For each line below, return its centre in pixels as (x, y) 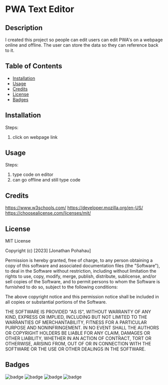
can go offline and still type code (46, 180)
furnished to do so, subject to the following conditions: (61, 287)
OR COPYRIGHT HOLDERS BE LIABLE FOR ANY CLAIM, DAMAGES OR (78, 333)
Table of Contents (34, 66)
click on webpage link (35, 137)
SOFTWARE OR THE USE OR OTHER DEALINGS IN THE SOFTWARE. (75, 349)
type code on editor (33, 174)
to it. (10, 50)
